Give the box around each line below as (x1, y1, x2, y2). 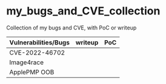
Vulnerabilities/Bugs (9, 38, 70, 46)
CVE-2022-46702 (9, 48, 65, 56)
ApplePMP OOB (9, 68, 55, 76)
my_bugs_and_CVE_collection (6, 4, 161, 18)
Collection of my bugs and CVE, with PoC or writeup (6, 24, 137, 31)
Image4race (9, 58, 44, 67)
